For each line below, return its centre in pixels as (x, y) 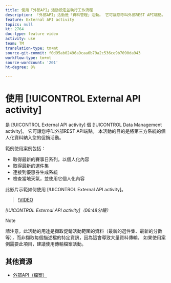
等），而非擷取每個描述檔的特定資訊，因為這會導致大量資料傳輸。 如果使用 (83, 238)
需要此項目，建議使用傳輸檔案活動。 (48, 244)
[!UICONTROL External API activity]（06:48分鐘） (58, 210)
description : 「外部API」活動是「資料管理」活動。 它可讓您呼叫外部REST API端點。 (85, 15)
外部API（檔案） (30, 275)
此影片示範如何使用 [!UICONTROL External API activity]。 (66, 190)
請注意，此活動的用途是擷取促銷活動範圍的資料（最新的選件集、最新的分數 (84, 231)
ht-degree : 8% (20, 67)
